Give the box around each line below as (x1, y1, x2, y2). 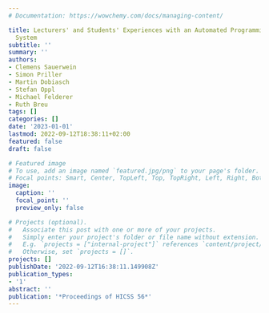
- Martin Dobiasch (8, 77, 70, 86)
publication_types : (8, 270, 74, 278)
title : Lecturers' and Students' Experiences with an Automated (8, 26, 227, 34)
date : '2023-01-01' (8, 123, 74, 131)
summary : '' (8, 49, 48, 57)
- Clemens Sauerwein (8, 63, 78, 72)
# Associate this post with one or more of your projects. (8, 225, 217, 234)
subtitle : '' (8, 41, 52, 49)
